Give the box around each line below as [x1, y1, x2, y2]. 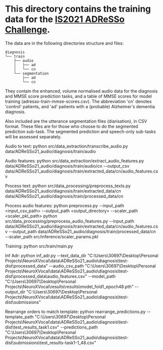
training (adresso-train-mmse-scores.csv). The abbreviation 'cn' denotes [5, 98, 152, 104]
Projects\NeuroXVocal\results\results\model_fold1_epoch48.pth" [5, 284, 134, 290]
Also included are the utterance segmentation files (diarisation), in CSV [5, 118, 147, 124]
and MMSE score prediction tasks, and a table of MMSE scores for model [5, 93, 152, 99]
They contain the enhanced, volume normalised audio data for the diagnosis [5, 88, 158, 94]
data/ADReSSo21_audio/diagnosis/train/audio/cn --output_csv [5, 163, 130, 169]
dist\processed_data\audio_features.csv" [5, 273, 88, 279]
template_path [5, 313, 34, 320]
